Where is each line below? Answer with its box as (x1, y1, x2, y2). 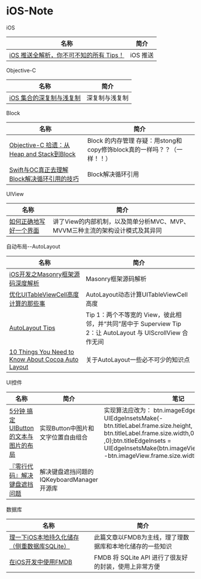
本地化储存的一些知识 (111, 542, 172, 550)
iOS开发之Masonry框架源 (9, 270, 80, 278)
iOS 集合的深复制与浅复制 (9, 94, 81, 102)
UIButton (9, 424, 34, 432)
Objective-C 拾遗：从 (9, 141, 70, 149)
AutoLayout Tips (9, 324, 56, 332)
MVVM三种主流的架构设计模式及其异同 (53, 226, 162, 234)
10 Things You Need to (9, 348, 75, 356)
